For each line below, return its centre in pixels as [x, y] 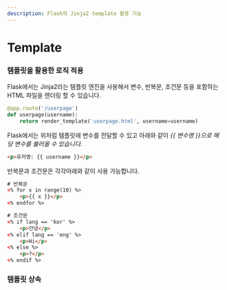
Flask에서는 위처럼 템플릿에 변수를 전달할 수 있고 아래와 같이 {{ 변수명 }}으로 [109, 135]
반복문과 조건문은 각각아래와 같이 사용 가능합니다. [73, 171]
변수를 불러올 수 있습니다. [48, 144]
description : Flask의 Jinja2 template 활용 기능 [75, 13]
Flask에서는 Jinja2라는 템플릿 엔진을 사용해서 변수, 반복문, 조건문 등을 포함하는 [113, 87]
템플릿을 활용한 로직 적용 [45, 70]
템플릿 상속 [24, 280]
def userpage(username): [43, 114]
